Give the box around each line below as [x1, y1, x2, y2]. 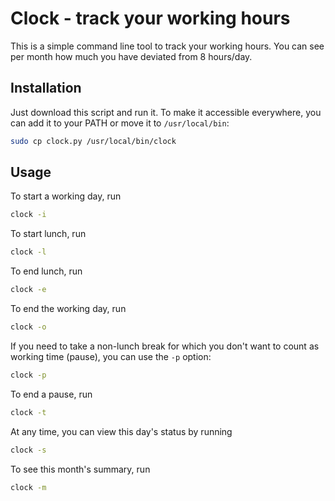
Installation [10, 80, 82, 97]
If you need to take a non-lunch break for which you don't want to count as [10, 340, 320, 352]
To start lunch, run [10, 228, 87, 240]
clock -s [10, 445, 47, 455]
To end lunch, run [10, 265, 83, 277]
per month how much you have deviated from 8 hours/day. [10, 50, 253, 62]
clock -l [10, 247, 47, 257]
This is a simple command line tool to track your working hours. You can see [10, 40, 325, 52]
